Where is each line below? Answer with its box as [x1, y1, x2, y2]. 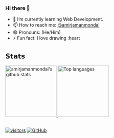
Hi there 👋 [5, 5, 31, 12]
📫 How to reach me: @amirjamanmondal [12, 22, 100, 28]
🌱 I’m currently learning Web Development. [12, 16, 103, 22]
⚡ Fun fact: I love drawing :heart [12, 35, 80, 41]
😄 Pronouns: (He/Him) [12, 29, 61, 35]
